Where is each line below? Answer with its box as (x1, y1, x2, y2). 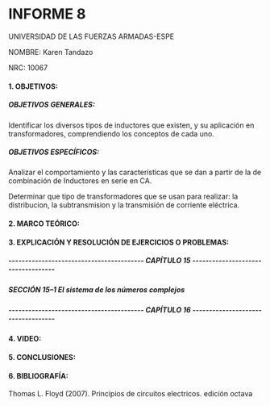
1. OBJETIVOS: (8, 82, 59, 91)
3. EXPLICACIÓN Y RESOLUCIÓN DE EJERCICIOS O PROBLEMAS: (8, 237, 230, 247)
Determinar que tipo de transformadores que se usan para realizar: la (8, 191, 239, 202)
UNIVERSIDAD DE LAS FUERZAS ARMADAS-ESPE (8, 31, 175, 41)
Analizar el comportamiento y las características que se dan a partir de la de (8, 167, 262, 178)
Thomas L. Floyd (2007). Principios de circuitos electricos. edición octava (8, 389, 253, 399)
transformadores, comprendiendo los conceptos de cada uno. (8, 128, 215, 138)
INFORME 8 (8, 5, 86, 23)
